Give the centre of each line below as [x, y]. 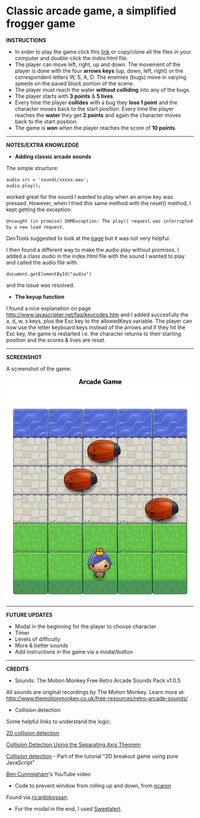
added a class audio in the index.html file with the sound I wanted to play [96, 256]
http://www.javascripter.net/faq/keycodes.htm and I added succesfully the [97, 314]
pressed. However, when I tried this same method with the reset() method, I [99, 203]
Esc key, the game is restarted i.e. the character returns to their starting [94, 334]
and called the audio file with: [42, 262]
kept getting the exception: [39, 209]
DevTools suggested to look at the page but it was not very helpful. [88, 238]
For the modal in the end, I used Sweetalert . [68, 808]
